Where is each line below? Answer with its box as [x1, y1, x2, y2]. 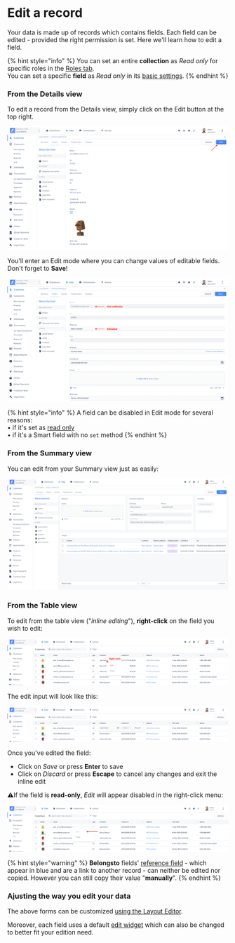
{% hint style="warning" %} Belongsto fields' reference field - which [7, 859, 207, 867]
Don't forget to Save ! [7, 265, 68, 273]
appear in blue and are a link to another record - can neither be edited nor [7, 867, 221, 875]
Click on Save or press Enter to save [17, 763, 123, 771]
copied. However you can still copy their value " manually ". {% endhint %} [7, 874, 222, 882]
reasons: [7, 416, 33, 424]
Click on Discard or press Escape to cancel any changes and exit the [17, 770, 217, 778]
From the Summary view [7, 448, 93, 458]
